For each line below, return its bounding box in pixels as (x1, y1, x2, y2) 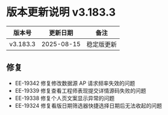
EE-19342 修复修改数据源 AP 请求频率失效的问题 (14, 79, 135, 87)
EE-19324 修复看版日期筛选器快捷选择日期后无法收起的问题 (14, 102, 163, 109)
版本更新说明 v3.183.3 (6, 5, 116, 19)
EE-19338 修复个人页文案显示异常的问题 (14, 94, 115, 102)
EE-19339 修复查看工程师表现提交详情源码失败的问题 (14, 87, 146, 94)
